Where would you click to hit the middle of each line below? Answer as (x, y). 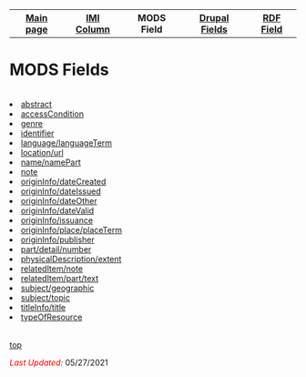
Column (93, 29)
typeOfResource (52, 317)
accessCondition (53, 114)
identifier (38, 133)
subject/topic (46, 297)
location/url (42, 152)
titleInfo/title (44, 307)
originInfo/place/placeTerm (72, 229)
